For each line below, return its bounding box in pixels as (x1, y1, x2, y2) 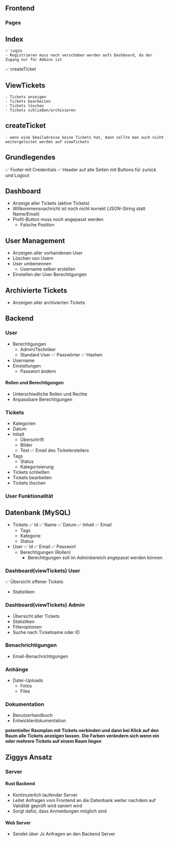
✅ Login (5, 48, 23, 54)
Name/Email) (12, 211, 40, 217)
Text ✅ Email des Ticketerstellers (20, 448, 90, 454)
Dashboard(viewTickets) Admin (5, 602, 85, 609)
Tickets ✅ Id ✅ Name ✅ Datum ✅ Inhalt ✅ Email (12, 522, 112, 528)
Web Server (5, 820, 31, 826)
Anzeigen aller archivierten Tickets (12, 300, 85, 305)
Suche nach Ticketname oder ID (12, 629, 80, 635)
